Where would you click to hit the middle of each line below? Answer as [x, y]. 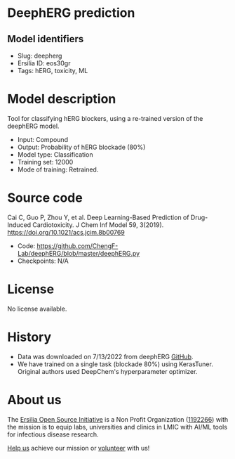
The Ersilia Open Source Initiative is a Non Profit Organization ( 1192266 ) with [118, 419]
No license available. [37, 309]
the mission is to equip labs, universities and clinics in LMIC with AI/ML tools [117, 427]
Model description [62, 99]
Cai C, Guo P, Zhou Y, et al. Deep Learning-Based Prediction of [98, 217]
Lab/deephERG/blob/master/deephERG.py [79, 253]
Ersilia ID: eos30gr [44, 63]
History [29, 337]
